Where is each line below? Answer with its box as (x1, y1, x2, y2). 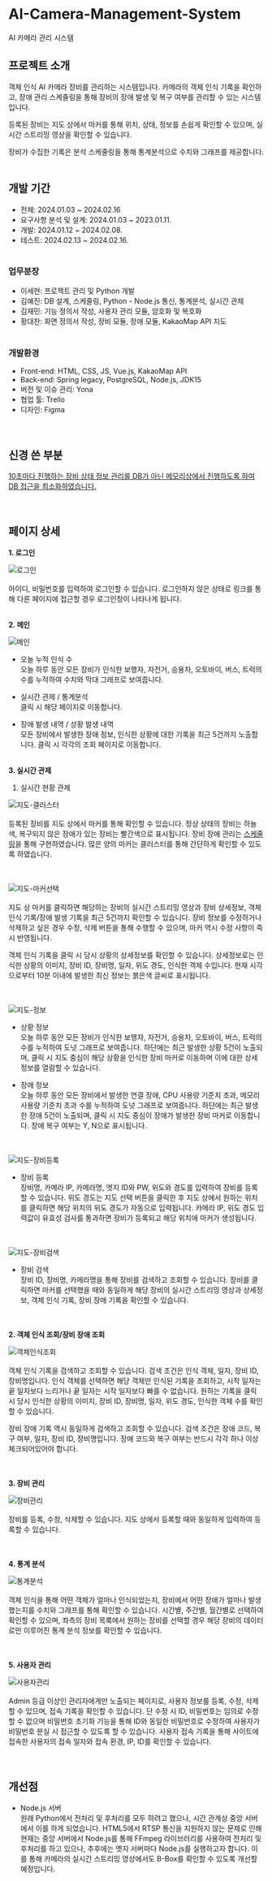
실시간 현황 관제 (19, 783, 71, 792)
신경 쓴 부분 (8, 448, 63, 462)
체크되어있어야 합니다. (8, 1443, 79, 1453)
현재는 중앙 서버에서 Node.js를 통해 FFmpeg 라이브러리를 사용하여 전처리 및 (19, 1833, 262, 1843)
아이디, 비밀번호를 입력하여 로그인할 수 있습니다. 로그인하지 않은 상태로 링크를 (8, 584, 253, 593)
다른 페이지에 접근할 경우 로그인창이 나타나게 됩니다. (16, 593, 182, 603)
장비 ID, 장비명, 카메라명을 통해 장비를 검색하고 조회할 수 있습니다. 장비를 (19, 1275, 250, 1284)
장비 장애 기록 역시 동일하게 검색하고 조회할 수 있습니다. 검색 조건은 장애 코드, (8, 1423, 253, 1433)
